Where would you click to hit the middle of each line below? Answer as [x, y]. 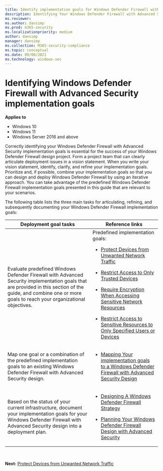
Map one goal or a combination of [46, 355]
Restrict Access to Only [127, 273]
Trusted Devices [119, 278]
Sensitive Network [122, 302]
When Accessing [120, 295]
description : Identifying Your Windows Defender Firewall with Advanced [80, 14]
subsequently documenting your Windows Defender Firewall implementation [81, 207]
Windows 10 [24, 127]
